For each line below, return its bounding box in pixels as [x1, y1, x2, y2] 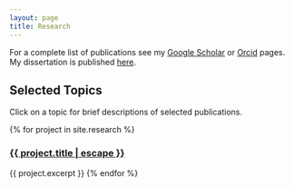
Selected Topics [9, 83, 103, 98]
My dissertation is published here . [9, 56, 136, 67]
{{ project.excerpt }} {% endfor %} [9, 167, 139, 178]
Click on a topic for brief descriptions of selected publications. [9, 106, 243, 118]
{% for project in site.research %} [9, 124, 135, 135]
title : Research [9, 22, 71, 31]
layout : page [9, 13, 59, 23]
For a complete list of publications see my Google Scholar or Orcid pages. [9, 46, 286, 57]
